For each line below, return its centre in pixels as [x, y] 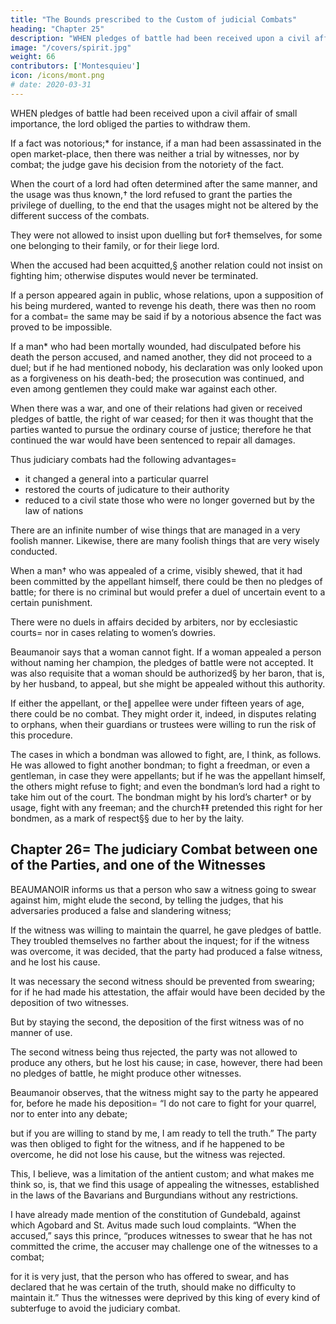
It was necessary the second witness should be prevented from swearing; [162, 981]
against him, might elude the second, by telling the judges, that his [147, 900]
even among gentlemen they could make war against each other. [144, 388]
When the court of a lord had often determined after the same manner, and [164, 183]
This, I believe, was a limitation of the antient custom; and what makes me [162, 1173]
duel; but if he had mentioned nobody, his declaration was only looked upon [166, 367]
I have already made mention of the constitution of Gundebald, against [155, 1214]
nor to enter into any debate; [69, 1113]
